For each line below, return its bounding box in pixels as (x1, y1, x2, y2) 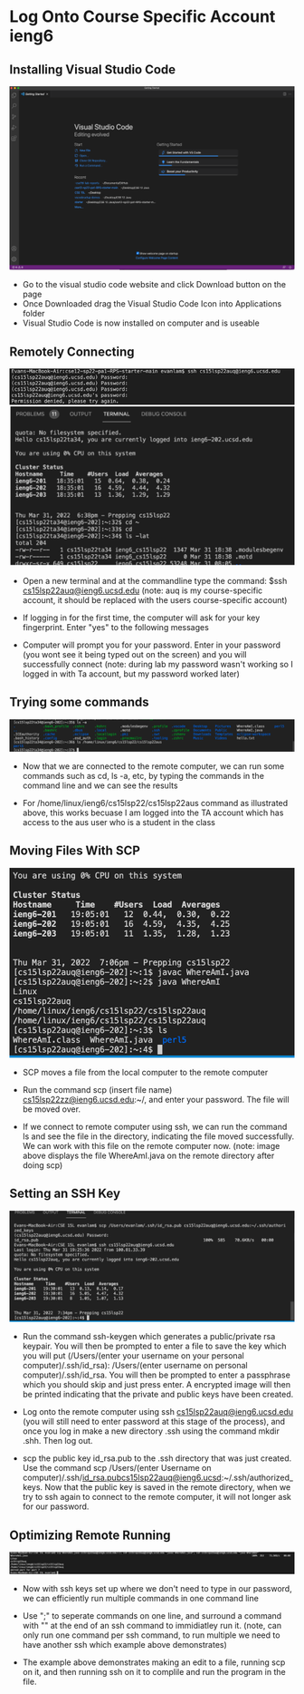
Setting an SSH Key (9, 1186, 120, 1202)
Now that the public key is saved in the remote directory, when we (44, 1482, 291, 1493)
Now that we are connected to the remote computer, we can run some (22, 760, 285, 772)
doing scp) (22, 1159, 63, 1171)
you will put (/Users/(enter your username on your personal (22, 1350, 244, 1361)
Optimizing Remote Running (9, 1527, 171, 1543)
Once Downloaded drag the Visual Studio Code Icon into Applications (22, 298, 282, 309)
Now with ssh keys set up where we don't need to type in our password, (22, 1582, 292, 1593)
